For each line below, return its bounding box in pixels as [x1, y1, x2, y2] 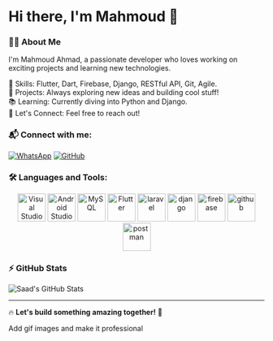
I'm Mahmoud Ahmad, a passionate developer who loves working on [8, 54, 238, 64]
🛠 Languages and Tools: [8, 171, 108, 183]
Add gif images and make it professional [8, 324, 144, 334]
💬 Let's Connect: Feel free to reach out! [8, 109, 141, 119]
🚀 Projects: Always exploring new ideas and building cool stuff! [8, 88, 219, 97]
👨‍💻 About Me [8, 37, 61, 48]
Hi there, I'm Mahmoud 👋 [8, 7, 179, 26]
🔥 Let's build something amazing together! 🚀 [8, 308, 163, 317]
